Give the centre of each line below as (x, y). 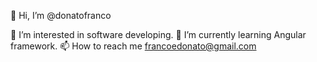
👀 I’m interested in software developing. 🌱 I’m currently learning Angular (158, 34)
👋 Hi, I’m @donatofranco (61, 15)
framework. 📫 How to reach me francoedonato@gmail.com (133, 46)
